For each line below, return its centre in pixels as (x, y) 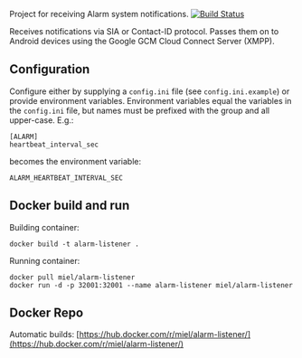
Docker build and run (70, 206)
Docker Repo (47, 313)
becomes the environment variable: (75, 161)
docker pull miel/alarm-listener (72, 277)
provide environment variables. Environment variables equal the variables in (151, 100)
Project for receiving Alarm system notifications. (99, 14)
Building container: (44, 227)
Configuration (50, 69)
